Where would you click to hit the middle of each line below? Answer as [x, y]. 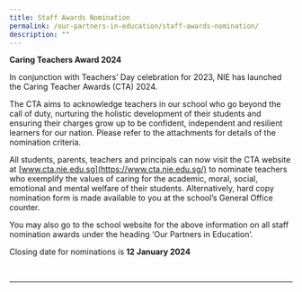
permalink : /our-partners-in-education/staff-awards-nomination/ [134, 26]
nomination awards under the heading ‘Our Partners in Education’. [131, 234]
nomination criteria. [45, 142]
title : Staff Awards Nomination [70, 18]
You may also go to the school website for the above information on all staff [149, 225]
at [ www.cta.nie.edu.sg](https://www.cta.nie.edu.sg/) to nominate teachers [148, 169]
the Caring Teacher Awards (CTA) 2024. [84, 87]
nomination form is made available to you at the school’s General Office [142, 198]
